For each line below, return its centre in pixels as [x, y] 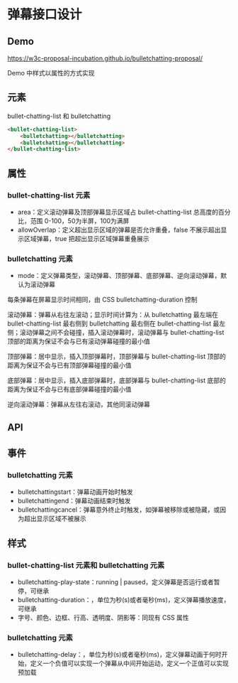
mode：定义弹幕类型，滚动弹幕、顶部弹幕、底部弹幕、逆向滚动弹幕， [119, 276]
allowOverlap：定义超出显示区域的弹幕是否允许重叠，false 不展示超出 [119, 230]
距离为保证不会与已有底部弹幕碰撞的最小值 [69, 389]
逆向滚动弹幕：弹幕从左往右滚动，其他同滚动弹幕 [79, 404]
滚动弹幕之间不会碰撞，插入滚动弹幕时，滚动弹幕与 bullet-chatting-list [122, 333]
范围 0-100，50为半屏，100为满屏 [80, 221]
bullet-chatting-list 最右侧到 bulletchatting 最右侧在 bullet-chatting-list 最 [113, 323]
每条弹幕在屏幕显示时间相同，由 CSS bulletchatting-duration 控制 [102, 300]
